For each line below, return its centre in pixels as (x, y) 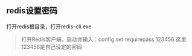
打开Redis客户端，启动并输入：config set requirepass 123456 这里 (104, 39)
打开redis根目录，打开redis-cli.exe (49, 26)
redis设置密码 (32, 11)
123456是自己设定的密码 (52, 46)
